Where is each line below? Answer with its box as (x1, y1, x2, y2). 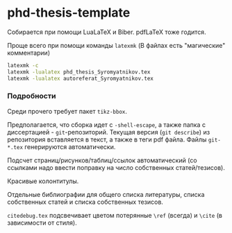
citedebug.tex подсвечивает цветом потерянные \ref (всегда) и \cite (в (7, 211, 222, 219)
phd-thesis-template (7, 5, 131, 21)
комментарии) (7, 49, 51, 57)
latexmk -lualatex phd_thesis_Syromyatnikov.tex (7, 68, 151, 76)
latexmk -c (7, 62, 39, 69)
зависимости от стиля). (7, 218, 78, 227)
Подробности (7, 92, 56, 101)
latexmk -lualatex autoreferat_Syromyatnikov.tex (7, 75, 154, 82)
